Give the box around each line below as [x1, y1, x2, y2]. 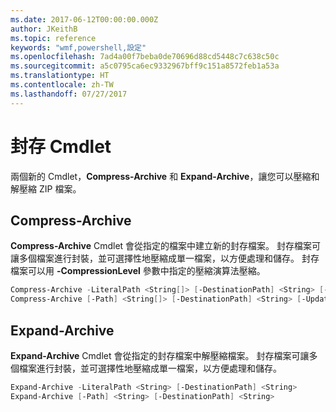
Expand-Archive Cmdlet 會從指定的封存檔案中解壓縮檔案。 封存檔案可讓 [10, 349, 310, 361]
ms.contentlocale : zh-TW [10, 80, 114, 90]
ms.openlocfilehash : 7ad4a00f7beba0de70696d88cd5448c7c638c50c [10, 52, 280, 62]
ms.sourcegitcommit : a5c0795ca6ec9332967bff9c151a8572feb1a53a [10, 61, 280, 71]
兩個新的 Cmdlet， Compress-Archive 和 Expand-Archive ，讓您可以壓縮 [10, 170, 312, 182]
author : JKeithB [10, 24, 78, 34]
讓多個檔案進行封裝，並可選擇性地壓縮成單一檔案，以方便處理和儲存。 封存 [10, 252, 320, 265]
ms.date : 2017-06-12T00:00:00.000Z [10, 14, 159, 25]
